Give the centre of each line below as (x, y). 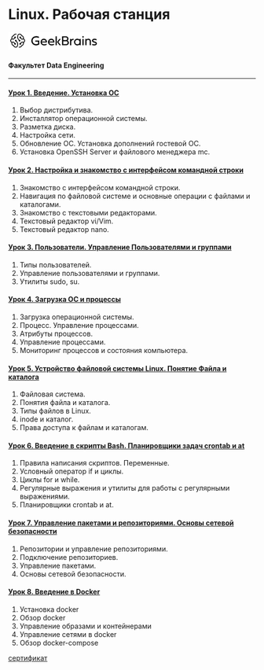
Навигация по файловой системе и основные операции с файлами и (135, 196)
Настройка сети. (48, 135)
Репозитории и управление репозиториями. (93, 549)
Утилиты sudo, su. (49, 282)
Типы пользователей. (55, 264)
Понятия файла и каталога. (65, 403)
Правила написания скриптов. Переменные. (95, 463)
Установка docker (49, 609)
